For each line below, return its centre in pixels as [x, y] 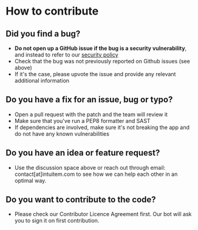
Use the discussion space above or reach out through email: [90, 167]
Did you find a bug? [43, 34]
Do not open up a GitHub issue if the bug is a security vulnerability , [101, 48]
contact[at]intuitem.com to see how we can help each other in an [96, 174]
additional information [42, 81]
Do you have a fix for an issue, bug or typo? [89, 99]
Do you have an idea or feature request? [83, 153]
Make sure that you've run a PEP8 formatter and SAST [82, 120]
